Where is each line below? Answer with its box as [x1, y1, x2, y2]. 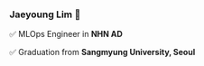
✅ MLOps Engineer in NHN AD [9, 29, 124, 40]
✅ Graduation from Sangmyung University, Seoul [9, 47, 196, 58]
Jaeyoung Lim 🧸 [9, 8, 81, 21]
